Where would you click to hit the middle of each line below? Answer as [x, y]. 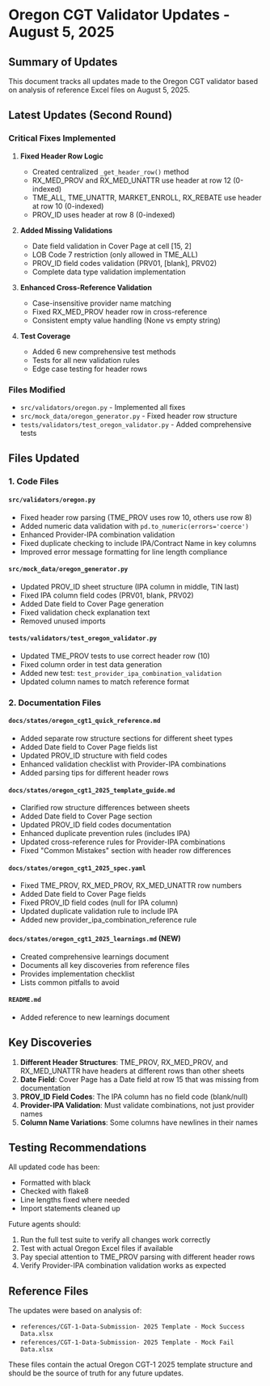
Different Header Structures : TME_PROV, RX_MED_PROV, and [124, 1062]
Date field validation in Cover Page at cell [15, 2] [112, 246]
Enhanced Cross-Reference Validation [86, 287]
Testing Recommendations [78, 1148]
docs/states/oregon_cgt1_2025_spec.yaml [78, 868]
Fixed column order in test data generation [91, 664]
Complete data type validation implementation [109, 272]
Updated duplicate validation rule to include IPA [99, 911]
